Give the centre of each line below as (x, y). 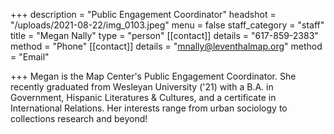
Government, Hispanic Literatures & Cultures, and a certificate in (143, 97)
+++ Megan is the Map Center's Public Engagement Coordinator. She (153, 76)
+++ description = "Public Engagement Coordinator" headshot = (143, 14)
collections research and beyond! (79, 118)
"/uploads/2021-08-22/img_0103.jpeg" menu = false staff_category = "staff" (167, 25)
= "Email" (30, 57)
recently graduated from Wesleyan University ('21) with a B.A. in (142, 87)
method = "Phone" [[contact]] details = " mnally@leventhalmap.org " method (166, 46)
